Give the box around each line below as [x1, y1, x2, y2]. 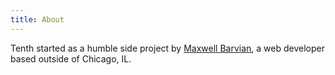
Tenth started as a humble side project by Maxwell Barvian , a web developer [10, 42, 325, 54]
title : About [10, 14, 65, 25]
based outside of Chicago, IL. [10, 52, 132, 65]
